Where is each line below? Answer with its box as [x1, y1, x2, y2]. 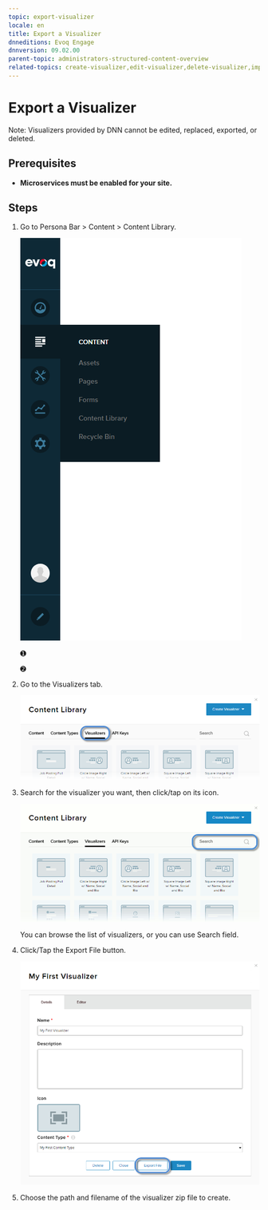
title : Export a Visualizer [8, 30, 102, 38]
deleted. [8, 133, 36, 143]
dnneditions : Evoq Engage [8, 38, 94, 46]
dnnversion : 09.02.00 [8, 46, 81, 55]
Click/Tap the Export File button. [19, 945, 126, 955]
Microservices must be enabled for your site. [19, 178, 173, 188]
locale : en [8, 21, 45, 30]
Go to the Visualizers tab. [19, 679, 104, 690]
